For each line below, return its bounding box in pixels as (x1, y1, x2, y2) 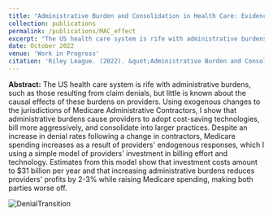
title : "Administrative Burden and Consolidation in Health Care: (8, 11, 238, 20)
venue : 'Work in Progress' (8, 50, 100, 58)
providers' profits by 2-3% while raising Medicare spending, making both (8, 174, 253, 184)
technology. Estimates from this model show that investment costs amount (8, 157, 258, 166)
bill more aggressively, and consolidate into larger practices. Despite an (8, 123, 248, 132)
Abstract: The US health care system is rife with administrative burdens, (8, 79, 251, 89)
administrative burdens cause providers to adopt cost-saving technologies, (8, 114, 260, 123)
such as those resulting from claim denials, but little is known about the (8, 88, 246, 97)
